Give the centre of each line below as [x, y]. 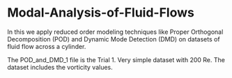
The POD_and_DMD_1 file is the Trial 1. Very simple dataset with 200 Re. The [116, 59]
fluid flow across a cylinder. [47, 46]
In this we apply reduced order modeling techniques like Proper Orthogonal [115, 32]
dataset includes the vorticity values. [60, 67]
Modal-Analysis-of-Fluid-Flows [101, 13]
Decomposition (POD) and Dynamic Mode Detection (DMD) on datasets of [114, 39]
